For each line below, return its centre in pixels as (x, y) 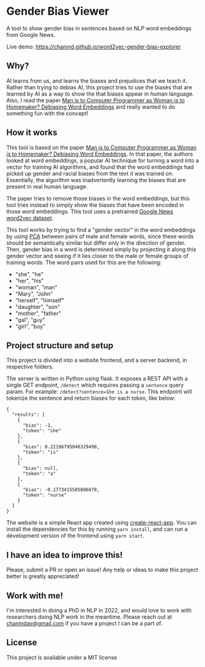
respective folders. (30, 367)
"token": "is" (41, 452)
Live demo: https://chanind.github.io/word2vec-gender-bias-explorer (94, 47)
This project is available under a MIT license (62, 657)
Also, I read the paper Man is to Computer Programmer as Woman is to (95, 100)
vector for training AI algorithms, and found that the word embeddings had (100, 167)
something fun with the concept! (47, 113)
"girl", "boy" (30, 326)
